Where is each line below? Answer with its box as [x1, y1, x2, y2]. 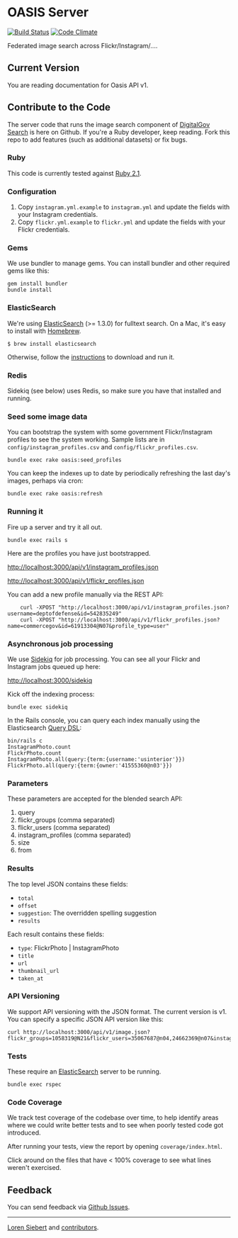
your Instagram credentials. [17, 210, 98, 219]
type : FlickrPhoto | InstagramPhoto [17, 943, 119, 952]
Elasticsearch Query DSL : [7, 724, 82, 732]
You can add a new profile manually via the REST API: [7, 590, 164, 599]
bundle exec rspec [7, 1081, 62, 1088]
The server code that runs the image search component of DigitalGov [7, 120, 210, 128]
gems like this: [7, 266, 50, 275]
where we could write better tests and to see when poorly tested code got [7, 1121, 224, 1130]
